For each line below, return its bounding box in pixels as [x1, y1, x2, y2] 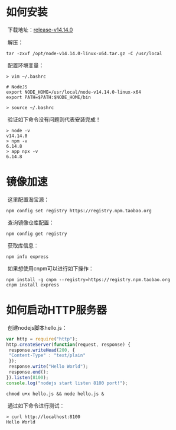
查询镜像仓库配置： [7, 219, 54, 226]
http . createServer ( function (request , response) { [6, 342, 131, 348]
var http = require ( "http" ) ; [6, 336, 78, 342]
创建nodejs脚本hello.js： [7, 324, 67, 331]
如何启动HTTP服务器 [6, 304, 107, 317]
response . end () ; [8, 369, 49, 375]
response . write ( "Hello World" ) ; [8, 364, 89, 370]
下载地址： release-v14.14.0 [7, 26, 73, 33]
